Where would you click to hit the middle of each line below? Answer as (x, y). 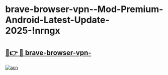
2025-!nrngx (33, 31)
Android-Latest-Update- (57, 20)
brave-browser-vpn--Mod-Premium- (84, 9)
